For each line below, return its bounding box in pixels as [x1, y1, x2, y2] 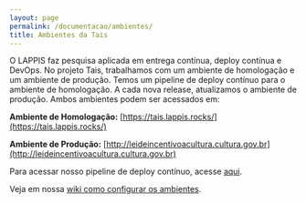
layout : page [9, 13, 59, 23]
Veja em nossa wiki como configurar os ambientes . [9, 184, 202, 195]
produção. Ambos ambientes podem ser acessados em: [9, 94, 220, 105]
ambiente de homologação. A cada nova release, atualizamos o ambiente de [9, 84, 297, 96]
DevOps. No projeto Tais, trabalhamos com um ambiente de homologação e [9, 65, 295, 76]
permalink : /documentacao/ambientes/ [9, 22, 153, 31]
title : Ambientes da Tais [9, 30, 108, 39]
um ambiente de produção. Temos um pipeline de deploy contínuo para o [9, 75, 286, 86]
